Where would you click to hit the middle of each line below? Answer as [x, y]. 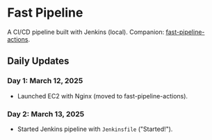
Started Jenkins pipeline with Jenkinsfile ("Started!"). [95, 129]
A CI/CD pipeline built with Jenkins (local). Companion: [86, 32]
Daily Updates [38, 61]
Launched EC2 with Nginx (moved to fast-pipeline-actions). [103, 96]
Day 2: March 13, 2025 [46, 114]
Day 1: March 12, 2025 [45, 81]
